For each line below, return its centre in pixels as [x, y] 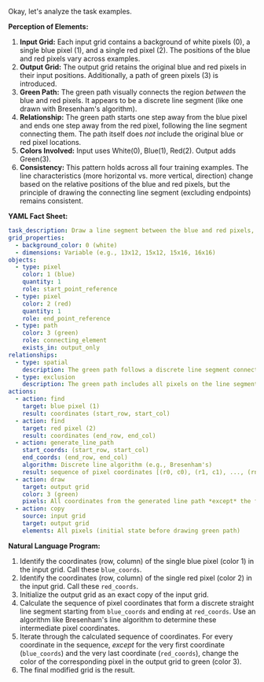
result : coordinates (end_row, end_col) [89, 436]
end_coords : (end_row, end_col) [75, 458]
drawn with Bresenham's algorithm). [78, 109]
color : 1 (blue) [49, 275]
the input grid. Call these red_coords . [79, 586]
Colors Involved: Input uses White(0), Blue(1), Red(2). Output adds [128, 150]
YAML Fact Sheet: [38, 216]
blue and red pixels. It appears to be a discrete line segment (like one [131, 100]
